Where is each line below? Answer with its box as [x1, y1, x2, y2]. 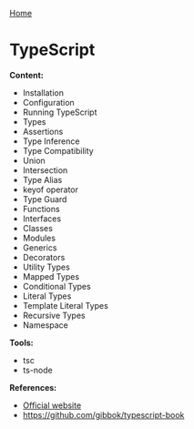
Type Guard [22, 193, 67, 204]
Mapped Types [22, 271, 80, 281]
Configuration [22, 97, 75, 107]
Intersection [22, 164, 68, 176]
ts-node [22, 364, 53, 375]
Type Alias [22, 174, 63, 185]
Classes [22, 222, 53, 233]
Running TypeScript [22, 107, 97, 117]
